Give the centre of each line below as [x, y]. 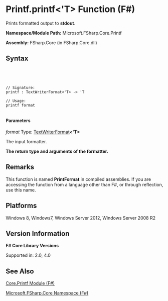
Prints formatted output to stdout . [41, 23]
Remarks [20, 167]
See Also [20, 271]
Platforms [21, 206]
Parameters [18, 121]
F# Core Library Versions [32, 246]
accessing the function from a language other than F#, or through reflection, [85, 184]
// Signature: [21, 87]
